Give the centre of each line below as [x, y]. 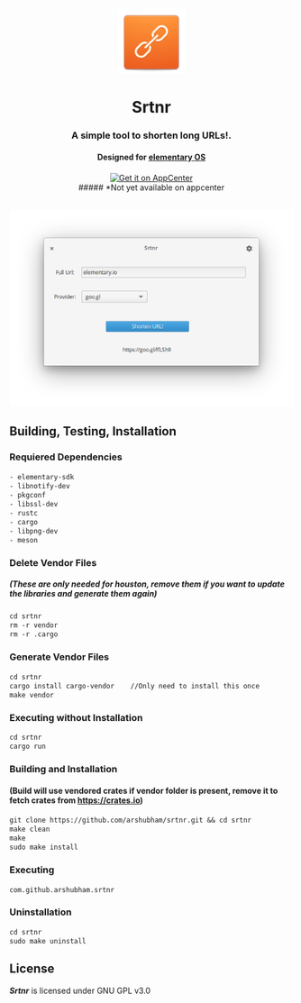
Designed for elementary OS [151, 157]
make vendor [32, 695]
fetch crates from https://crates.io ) [77, 800]
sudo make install [44, 848]
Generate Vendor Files [59, 657]
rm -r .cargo [34, 634]
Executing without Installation [76, 717]
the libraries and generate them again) [83, 594]
